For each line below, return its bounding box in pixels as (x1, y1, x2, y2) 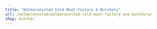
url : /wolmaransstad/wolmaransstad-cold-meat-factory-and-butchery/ (5, 12, 152, 17)
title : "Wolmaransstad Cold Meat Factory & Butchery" (5, 7, 121, 12)
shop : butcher (5, 16, 35, 21)
